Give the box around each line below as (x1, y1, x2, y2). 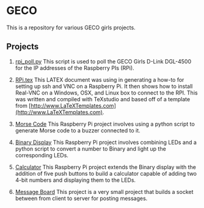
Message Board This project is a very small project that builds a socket (15, 188, 194, 195)
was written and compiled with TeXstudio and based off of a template (15, 95, 191, 102)
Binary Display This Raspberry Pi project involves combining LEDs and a (15, 138, 197, 146)
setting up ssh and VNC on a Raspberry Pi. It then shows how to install (15, 82, 193, 90)
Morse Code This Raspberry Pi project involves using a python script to (15, 120, 195, 127)
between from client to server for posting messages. (15, 195, 148, 202)
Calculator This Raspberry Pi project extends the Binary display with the (15, 163, 197, 171)
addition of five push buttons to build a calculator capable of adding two (15, 170, 197, 177)
